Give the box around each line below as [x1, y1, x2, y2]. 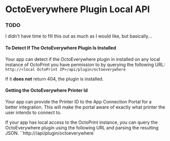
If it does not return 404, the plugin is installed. [5, 76, 104, 82]
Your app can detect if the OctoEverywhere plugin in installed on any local [5, 56, 160, 62]
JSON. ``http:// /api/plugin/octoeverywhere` [5, 130, 95, 136]
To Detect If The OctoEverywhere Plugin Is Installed [5, 45, 116, 51]
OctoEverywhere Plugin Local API [5, 4, 150, 15]
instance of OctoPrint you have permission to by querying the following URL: [5, 61, 165, 67]
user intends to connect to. [5, 109, 62, 115]
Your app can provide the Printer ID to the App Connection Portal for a [5, 98, 152, 104]
